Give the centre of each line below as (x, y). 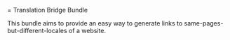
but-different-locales (38, 31)
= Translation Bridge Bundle (48, 10)
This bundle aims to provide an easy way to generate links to (95, 23)
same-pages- (204, 23)
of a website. (88, 31)
